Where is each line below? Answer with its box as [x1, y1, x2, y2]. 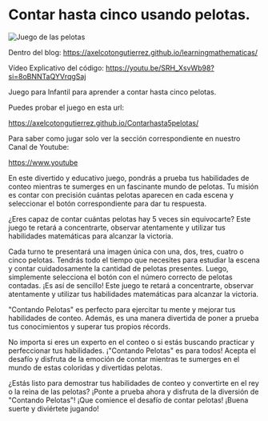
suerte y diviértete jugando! [8, 403, 100, 413]
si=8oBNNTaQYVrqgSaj [8, 71, 86, 81]
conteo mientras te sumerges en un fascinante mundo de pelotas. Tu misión [8, 182, 258, 191]
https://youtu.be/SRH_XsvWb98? [105, 62, 214, 73]
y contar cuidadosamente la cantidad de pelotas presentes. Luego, [8, 263, 230, 273]
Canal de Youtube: [8, 142, 70, 151]
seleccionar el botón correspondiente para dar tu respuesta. [8, 198, 206, 208]
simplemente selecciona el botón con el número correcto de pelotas [8, 272, 234, 282]
